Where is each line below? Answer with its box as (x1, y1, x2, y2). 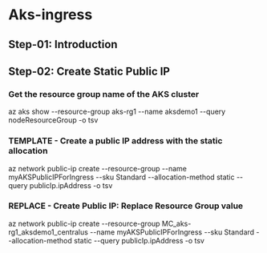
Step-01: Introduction (8, 38, 118, 51)
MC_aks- (161, 219, 192, 228)
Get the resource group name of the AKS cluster (8, 88, 200, 99)
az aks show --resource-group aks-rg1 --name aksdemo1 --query (8, 106, 226, 117)
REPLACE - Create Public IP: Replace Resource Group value (8, 200, 244, 211)
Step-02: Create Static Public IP (8, 64, 171, 78)
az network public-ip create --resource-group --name (8, 163, 187, 173)
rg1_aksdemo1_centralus (8, 227, 88, 237)
